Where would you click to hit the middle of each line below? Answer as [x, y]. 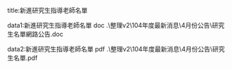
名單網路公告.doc [38, 34]
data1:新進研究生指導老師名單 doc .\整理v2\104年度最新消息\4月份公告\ [110, 25]
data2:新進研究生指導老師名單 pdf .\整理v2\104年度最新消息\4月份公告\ [110, 49]
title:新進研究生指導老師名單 [47, 10]
